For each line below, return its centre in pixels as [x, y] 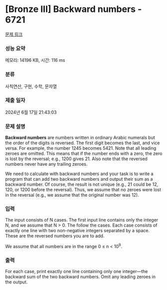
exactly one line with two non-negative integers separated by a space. [78, 231]
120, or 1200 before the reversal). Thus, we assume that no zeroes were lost [83, 190]
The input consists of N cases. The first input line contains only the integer [82, 220]
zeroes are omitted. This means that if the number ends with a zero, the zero [84, 154]
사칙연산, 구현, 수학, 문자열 [31, 86]
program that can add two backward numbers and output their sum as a [79, 179]
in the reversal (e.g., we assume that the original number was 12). [72, 195]
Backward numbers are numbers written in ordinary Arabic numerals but [80, 138]
